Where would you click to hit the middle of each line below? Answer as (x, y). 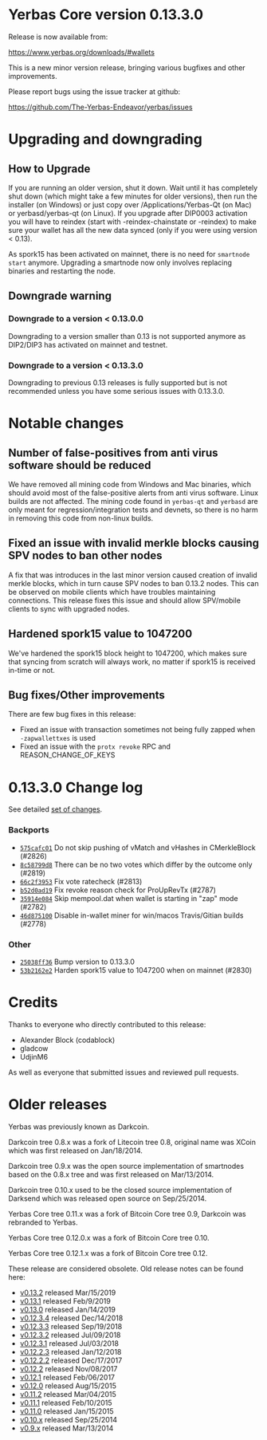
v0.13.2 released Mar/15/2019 (68, 1292)
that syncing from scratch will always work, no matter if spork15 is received (132, 661)
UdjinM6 (34, 1056)
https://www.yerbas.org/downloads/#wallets (82, 52)
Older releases (58, 1105)
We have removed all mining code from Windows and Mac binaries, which (130, 484)
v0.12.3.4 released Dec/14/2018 (71, 1318)
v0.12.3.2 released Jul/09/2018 (70, 1335)
